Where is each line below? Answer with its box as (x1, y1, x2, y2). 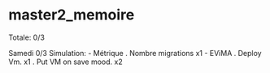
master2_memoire (8, 6, 135, 24)
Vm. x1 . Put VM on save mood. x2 (8, 57, 124, 67)
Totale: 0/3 (8, 32, 45, 42)
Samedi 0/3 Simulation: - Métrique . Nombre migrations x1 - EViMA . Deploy (8, 48, 262, 58)
